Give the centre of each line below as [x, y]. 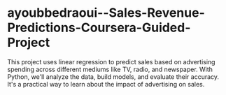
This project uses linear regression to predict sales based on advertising [111, 61]
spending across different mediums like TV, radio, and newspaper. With [110, 69]
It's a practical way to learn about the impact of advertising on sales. [106, 84]
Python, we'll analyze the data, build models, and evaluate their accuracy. [113, 76]
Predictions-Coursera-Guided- [99, 28]
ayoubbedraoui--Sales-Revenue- [106, 13]
